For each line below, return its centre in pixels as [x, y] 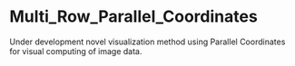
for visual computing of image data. [76, 51]
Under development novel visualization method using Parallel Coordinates [147, 42]
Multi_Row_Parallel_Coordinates [134, 17]
